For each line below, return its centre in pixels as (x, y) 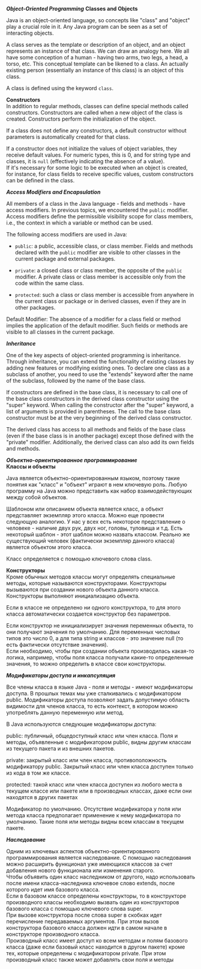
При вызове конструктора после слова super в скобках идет (84, 915)
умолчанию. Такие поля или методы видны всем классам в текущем (95, 822)
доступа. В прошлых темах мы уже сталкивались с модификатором (94, 693)
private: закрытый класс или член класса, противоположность (86, 760)
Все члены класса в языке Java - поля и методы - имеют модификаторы (100, 687)
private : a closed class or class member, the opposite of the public (98, 270)
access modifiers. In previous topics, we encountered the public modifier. (97, 210)
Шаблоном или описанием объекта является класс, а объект (85, 509)
